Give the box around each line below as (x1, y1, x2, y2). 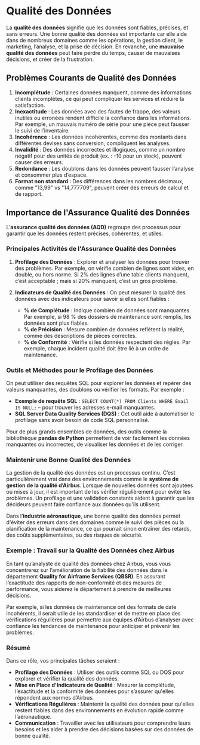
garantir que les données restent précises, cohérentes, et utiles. (6, 230, 164, 237)
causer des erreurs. (14, 158, 64, 165)
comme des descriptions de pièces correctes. (23, 332, 137, 339)
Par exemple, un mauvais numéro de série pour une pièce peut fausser (14, 121, 190, 128)
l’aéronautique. (14, 713, 52, 721)
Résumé (6, 644, 31, 652)
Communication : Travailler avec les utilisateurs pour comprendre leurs (14, 719, 191, 726)
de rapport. (14, 190, 43, 198)
